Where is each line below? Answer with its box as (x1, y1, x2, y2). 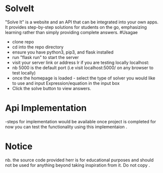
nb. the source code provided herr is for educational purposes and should (5, 157, 154, 163)
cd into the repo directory (12, 44, 64, 50)
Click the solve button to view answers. (12, 85, 91, 91)
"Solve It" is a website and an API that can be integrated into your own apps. (5, 19, 159, 25)
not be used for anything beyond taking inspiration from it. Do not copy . (5, 162, 150, 168)
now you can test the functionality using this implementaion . (5, 124, 127, 130)
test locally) (12, 70, 36, 76)
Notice (5, 141, 33, 152)
